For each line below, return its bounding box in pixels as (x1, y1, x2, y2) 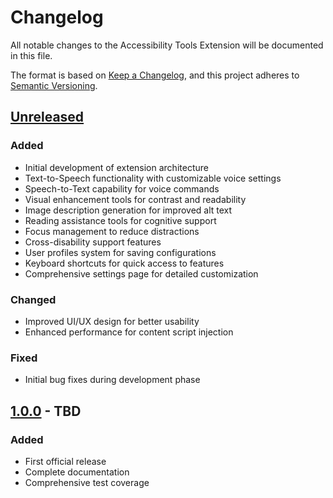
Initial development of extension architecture (24, 161, 209, 173)
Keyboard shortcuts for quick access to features (24, 257, 225, 269)
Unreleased (10, 109, 85, 126)
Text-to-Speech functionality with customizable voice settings (24, 172, 282, 184)
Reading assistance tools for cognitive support (24, 214, 217, 226)
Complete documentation (24, 466, 130, 478)
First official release (24, 455, 107, 467)
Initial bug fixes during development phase (24, 374, 201, 386)
